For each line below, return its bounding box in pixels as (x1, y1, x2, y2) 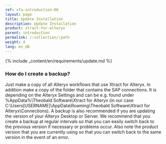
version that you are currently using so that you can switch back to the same (5, 129, 162, 135)
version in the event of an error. (5, 134, 69, 140)
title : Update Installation (5, 16, 63, 21)
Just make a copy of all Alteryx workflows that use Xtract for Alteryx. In (5, 81, 151, 87)
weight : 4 (5, 40, 26, 45)
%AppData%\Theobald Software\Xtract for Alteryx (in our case (5, 97, 134, 103)
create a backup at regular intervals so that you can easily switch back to (5, 118, 155, 124)
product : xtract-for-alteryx (5, 26, 65, 31)
